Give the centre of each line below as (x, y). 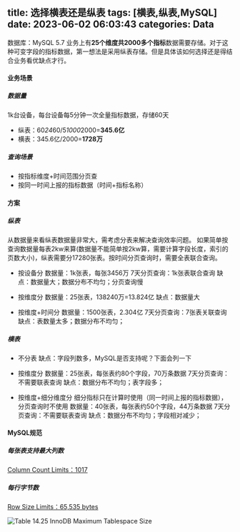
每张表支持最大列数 (36, 451)
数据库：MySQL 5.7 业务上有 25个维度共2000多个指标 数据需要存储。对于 (115, 42)
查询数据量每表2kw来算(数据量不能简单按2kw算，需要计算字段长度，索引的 (118, 249)
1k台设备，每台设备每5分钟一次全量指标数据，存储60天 (88, 115)
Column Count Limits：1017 (47, 470)
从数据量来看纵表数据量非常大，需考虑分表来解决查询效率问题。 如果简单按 (118, 240)
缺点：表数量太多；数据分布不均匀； (71, 321)
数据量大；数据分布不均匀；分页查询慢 (87, 281)
